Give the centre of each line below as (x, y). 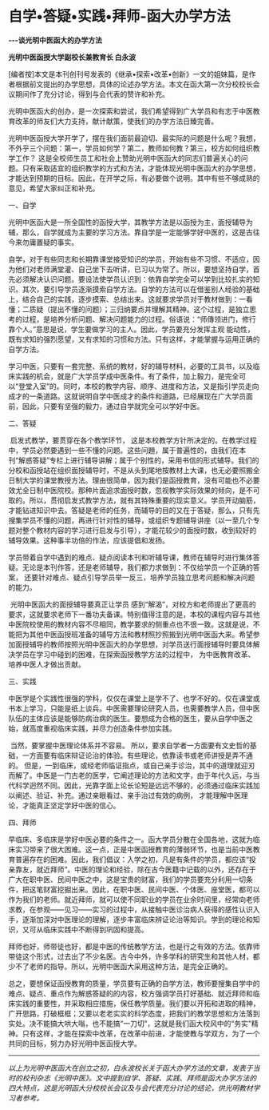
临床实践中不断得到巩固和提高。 (95, 929)
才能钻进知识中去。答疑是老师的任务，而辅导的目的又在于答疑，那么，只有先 (134, 510)
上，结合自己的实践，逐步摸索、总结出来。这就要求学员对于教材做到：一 (127, 299)
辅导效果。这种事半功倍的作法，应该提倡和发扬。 (89, 540)
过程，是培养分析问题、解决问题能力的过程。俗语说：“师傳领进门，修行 (139, 319)
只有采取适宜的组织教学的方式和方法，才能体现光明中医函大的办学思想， (141, 168)
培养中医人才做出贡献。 (47, 664)
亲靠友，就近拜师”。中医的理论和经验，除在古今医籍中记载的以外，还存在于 (133, 869)
